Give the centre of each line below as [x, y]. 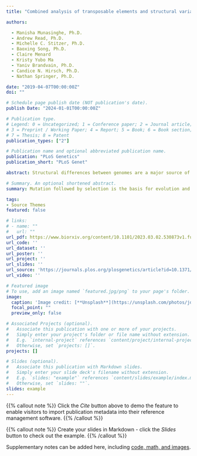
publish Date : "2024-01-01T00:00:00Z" [53, 108]
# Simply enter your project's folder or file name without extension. [98, 335]
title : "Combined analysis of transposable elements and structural [91, 11]
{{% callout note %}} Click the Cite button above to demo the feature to [92, 406]
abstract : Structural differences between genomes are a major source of [98, 173]
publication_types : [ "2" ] [38, 141]
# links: [17, 221]
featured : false [26, 210]
